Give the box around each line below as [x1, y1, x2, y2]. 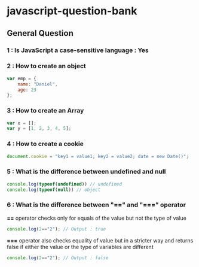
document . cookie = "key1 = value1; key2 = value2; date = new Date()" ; [7, 153, 189, 159]
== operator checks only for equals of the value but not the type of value [7, 214, 187, 222]
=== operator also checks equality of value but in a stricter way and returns [7, 236, 194, 244]
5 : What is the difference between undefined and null [7, 168, 166, 176]
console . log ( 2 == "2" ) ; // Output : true [7, 226, 106, 232]
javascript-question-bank [7, 4, 137, 18]
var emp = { [7, 75, 36, 81]
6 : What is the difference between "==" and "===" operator [7, 201, 186, 209]
